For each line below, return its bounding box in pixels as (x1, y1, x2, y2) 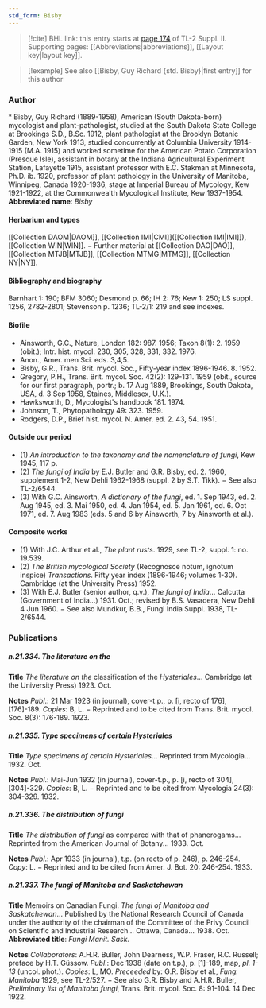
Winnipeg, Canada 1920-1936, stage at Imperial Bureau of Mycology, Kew (8, 180, 249, 189)
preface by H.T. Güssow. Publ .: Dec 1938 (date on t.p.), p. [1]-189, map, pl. (8, 958, 251, 967)
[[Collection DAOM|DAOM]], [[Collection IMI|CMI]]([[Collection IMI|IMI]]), (8, 232, 247, 242)
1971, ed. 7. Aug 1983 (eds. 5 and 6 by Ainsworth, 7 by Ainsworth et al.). (19, 509, 254, 518)
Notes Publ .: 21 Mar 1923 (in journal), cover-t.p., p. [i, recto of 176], (8, 696, 227, 705)
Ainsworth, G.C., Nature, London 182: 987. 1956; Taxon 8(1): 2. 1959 (19, 338, 241, 347)
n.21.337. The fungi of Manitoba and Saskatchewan (8, 880, 183, 890)
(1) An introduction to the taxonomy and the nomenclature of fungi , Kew (19, 450, 256, 459)
